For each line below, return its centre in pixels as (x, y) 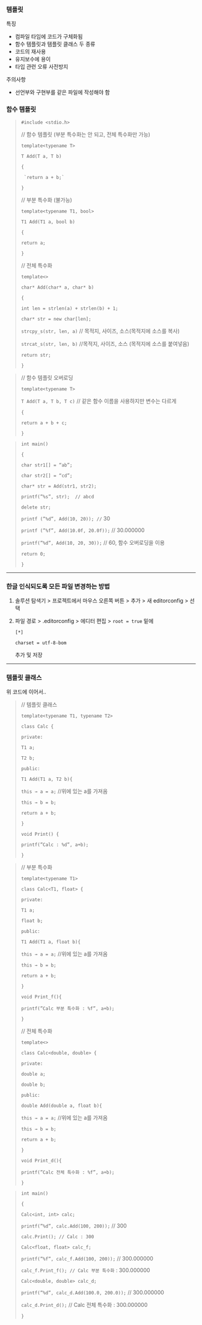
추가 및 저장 (29, 654)
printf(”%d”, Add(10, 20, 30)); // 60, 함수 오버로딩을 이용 (93, 542)
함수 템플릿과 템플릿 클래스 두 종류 (55, 44)
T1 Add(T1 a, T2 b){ (47, 779)
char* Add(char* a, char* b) (57, 287)
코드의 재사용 (30, 52)
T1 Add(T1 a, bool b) (48, 222)
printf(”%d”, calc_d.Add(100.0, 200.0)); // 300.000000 (92, 1292)
